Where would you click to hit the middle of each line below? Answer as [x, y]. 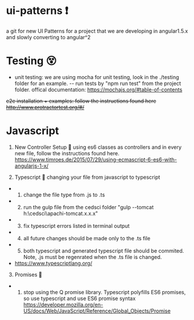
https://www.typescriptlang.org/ [53, 263]
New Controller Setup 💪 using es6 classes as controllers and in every [98, 147]
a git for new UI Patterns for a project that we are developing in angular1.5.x [97, 31]
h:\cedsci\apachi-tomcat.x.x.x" [61, 213]
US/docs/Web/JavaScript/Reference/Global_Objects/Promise [97, 311]
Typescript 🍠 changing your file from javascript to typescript [87, 177]
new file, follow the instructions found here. [67, 153]
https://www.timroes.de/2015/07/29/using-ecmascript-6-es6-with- [96, 159]
